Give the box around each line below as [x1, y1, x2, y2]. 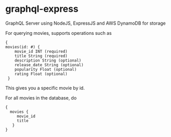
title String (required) [14, 53, 68, 58]
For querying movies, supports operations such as [5, 30, 112, 36]
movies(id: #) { [5, 44, 40, 49]
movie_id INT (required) [14, 49, 68, 54]
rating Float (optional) [14, 71, 68, 76]
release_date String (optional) [14, 62, 84, 67]
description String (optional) [14, 57, 82, 63]
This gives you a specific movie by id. [5, 85, 85, 91]
